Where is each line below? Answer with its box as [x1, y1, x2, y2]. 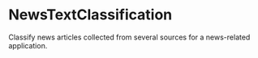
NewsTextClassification [8, 6, 173, 24]
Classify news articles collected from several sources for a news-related [8, 32, 251, 42]
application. [8, 40, 48, 50]
